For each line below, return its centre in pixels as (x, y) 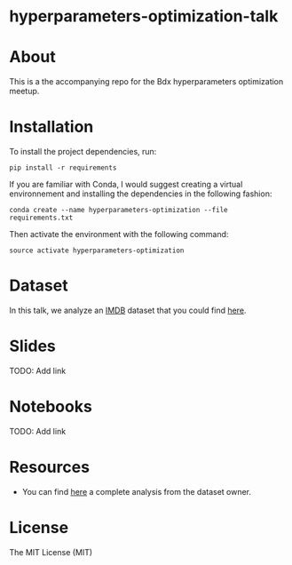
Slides (32, 346)
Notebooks (51, 407)
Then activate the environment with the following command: (119, 235)
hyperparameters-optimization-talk (144, 16)
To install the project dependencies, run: (83, 152)
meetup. (24, 92)
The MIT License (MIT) (51, 552)
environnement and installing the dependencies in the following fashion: (141, 194)
